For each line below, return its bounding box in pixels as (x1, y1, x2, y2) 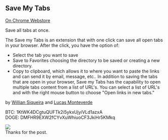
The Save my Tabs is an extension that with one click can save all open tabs (5, 37, 163, 43)
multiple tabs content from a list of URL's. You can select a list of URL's (12, 84, 160, 90)
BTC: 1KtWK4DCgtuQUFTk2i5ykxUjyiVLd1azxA (5, 109, 103, 115)
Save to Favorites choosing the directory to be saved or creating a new (12, 57, 160, 63)
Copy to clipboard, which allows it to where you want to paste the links (12, 68, 160, 74)
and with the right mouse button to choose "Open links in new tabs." (12, 89, 155, 95)
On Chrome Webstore (5, 17, 50, 23)
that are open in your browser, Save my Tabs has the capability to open (12, 79, 161, 85)
